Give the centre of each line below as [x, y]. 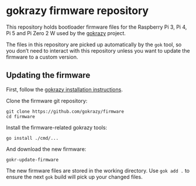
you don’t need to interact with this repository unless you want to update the [98, 50]
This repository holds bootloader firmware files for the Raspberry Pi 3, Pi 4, [97, 27]
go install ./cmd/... [32, 138]
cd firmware [20, 116]
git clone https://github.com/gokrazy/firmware [65, 111]
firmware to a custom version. [42, 57]
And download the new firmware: [46, 149]
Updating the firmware [48, 75]
